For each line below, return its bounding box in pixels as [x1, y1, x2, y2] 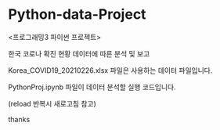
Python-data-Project [8, 5, 146, 23]
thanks [8, 114, 31, 124]
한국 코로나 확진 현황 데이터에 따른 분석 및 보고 [8, 49, 150, 58]
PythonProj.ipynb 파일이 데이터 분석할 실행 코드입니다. [8, 82, 176, 92]
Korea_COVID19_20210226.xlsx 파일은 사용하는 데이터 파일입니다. [8, 65, 213, 75]
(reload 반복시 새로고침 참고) [8, 99, 96, 108]
